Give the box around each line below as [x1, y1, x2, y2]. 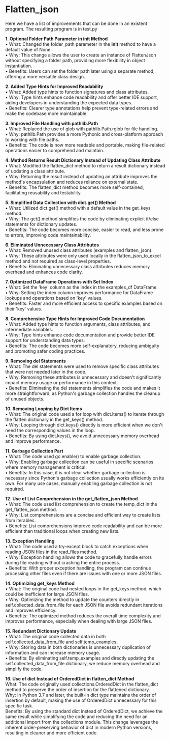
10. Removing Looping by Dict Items [5, 406, 82, 412]
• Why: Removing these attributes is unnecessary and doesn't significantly [5, 374, 161, 380]
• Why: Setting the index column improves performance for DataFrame [5, 289, 153, 296]
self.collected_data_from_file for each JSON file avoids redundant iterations [5, 602, 163, 608]
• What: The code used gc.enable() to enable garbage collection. [5, 453, 142, 459]
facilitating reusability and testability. [5, 189, 82, 195]
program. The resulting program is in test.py [5, 25, 97, 32]
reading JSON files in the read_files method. [5, 549, 98, 555]
